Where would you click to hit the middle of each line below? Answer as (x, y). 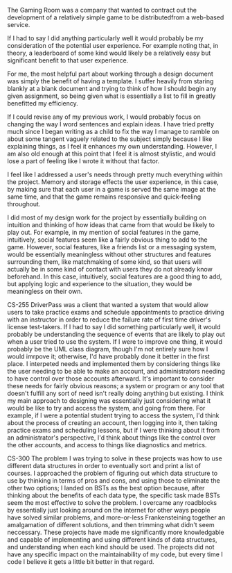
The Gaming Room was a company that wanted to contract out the (102, 10)
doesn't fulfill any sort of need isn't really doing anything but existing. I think (115, 393)
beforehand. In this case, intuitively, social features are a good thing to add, (115, 276)
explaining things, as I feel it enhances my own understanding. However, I (112, 146)
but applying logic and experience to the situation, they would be (100, 284)
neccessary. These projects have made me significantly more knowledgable (116, 532)
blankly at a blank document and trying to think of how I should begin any (112, 89)
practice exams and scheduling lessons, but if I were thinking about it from (114, 430)
